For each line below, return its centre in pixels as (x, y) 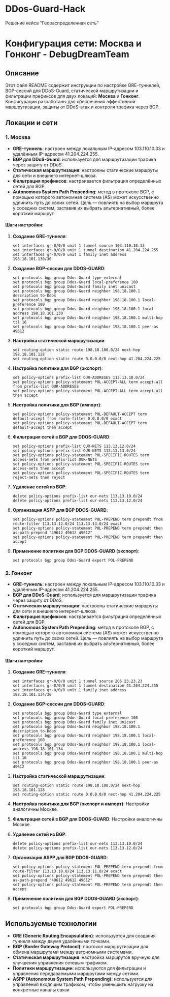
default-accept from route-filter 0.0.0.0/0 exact (67, 418)
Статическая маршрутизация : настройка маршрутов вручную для (86, 957)
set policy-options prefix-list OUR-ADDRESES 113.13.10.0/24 (79, 377)
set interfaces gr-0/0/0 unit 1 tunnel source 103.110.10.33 (79, 245)
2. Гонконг (19, 573)
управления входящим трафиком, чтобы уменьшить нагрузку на (83, 984)
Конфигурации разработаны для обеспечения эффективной (70, 101)
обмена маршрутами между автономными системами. (73, 952)
